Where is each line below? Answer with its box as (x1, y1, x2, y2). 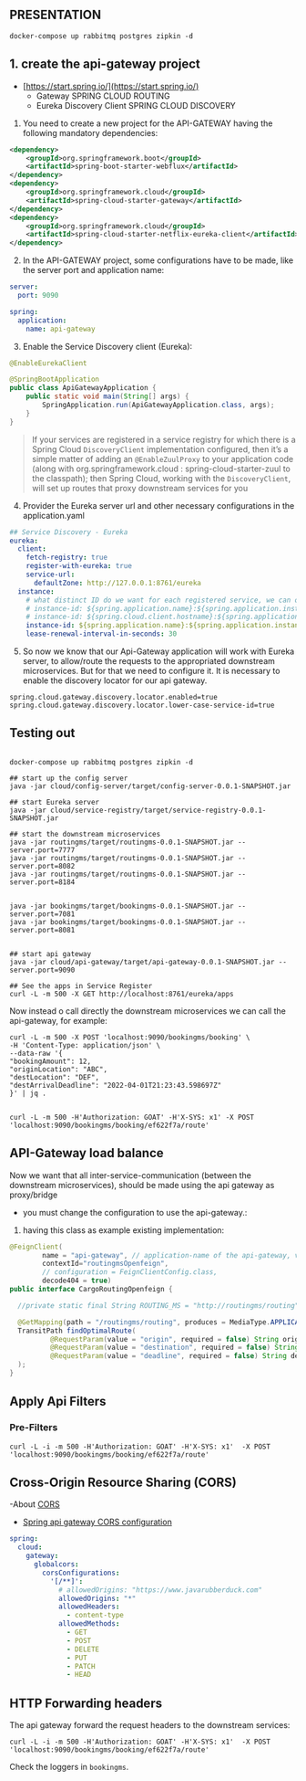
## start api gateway (9, 949, 92, 958)
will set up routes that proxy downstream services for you (31, 482, 249, 493)
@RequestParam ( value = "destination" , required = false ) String (49, 1343, 300, 1353)
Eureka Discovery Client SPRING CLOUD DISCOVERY (36, 100, 237, 111)
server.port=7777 (9, 845, 76, 855)
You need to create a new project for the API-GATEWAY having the (22, 118, 273, 129)
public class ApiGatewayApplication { (9, 384, 157, 393)
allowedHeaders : (57, 1602, 120, 1611)
